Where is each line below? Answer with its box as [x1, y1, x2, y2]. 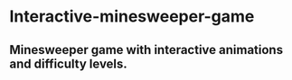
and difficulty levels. [9, 56, 128, 71]
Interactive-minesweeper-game [9, 6, 255, 27]
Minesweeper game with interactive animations [9, 42, 283, 58]
